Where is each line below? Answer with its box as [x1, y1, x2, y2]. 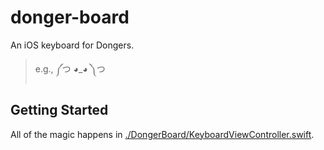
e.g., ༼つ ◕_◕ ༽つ [34, 62, 106, 75]
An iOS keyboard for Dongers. [10, 39, 135, 51]
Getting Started [10, 102, 109, 119]
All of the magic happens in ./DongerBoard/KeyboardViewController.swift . [10, 128, 315, 140]
